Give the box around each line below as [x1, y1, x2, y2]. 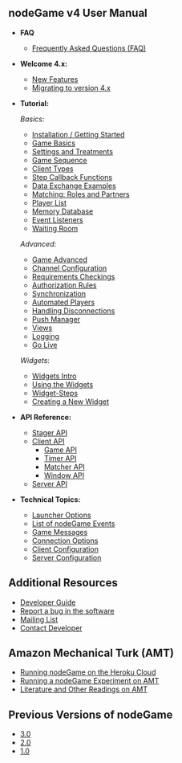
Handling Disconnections [31, 305, 115, 316]
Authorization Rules [31, 280, 97, 290]
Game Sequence [31, 155, 87, 165]
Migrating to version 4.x [31, 83, 111, 92]
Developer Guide [19, 598, 76, 607]
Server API [31, 479, 68, 488]
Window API [43, 470, 85, 480]
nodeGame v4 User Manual [8, 6, 148, 20]
